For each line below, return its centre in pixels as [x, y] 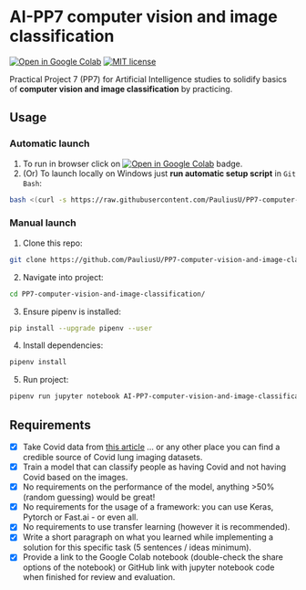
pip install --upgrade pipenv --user [81, 328]
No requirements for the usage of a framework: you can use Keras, [148, 507]
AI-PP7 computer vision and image [143, 17]
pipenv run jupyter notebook [65, 396]
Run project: [46, 380]
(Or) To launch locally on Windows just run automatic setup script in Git [159, 173]
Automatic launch [50, 143]
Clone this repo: [52, 243]
